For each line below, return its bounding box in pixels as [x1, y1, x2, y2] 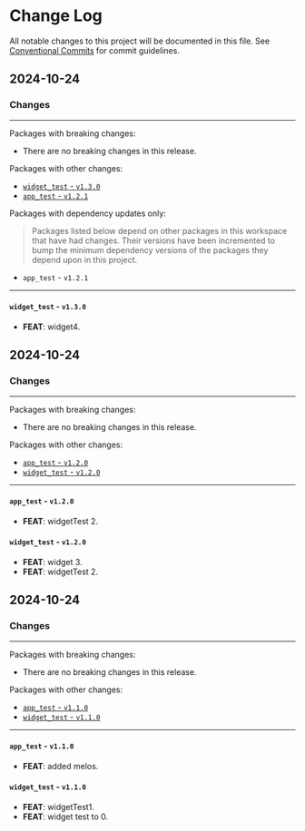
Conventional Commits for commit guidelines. [9, 44, 180, 55]
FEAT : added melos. [22, 760, 99, 771]
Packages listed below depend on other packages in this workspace [31, 225, 288, 236]
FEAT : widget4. [22, 321, 81, 332]
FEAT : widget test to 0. [22, 811, 109, 822]
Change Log [9, 5, 103, 26]
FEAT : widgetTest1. [22, 802, 95, 813]
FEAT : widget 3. [22, 556, 84, 567]
